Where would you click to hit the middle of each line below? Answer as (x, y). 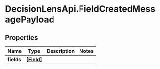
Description (61, 51)
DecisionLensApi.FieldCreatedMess (80, 9)
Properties (22, 37)
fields (14, 59)
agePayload (30, 19)
